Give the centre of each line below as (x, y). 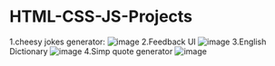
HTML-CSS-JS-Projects (101, 17)
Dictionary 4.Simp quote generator (91, 51)
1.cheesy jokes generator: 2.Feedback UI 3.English (138, 42)
